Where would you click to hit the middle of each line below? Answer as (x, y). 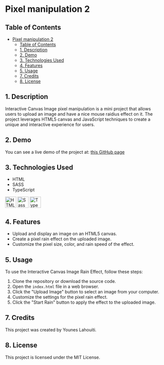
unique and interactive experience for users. (50, 124)
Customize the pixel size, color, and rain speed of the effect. (73, 244)
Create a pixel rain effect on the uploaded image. (62, 239)
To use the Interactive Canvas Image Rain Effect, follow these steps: (74, 272)
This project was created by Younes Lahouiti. (51, 329)
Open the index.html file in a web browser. (56, 287)
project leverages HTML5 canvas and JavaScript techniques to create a (78, 119)
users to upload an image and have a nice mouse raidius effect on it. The (79, 114)
